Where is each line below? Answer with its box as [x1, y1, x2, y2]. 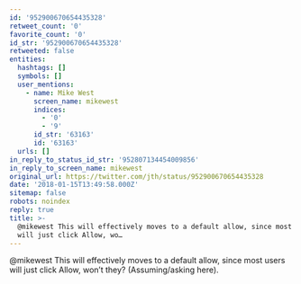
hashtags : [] [17, 64, 67, 73]
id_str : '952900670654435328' [9, 38, 123, 48]
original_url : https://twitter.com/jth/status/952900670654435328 [9, 172, 264, 181]
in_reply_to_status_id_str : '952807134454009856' [9, 155, 200, 164]
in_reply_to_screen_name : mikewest [9, 164, 143, 173]
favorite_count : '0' [9, 30, 87, 39]
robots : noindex [9, 197, 70, 207]
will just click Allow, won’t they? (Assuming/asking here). [9, 264, 219, 275]
